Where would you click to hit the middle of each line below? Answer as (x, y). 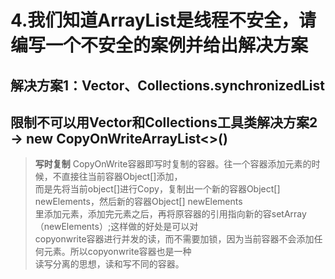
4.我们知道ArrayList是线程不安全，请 (163, 20)
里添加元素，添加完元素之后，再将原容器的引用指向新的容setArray (170, 214)
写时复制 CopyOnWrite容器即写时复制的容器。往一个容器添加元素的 (173, 164)
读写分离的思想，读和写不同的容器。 (109, 264)
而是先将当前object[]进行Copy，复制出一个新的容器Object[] (157, 189)
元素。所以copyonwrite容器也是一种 (117, 252)
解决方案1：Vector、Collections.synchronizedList (167, 85)
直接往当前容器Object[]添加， (122, 177)
